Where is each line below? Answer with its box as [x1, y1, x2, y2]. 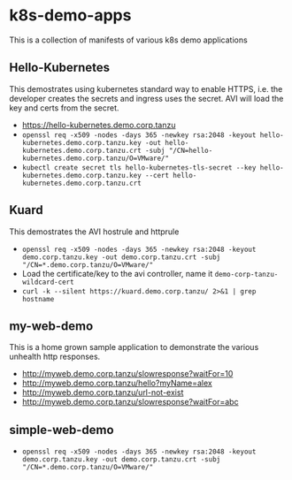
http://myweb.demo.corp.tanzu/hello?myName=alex [21, 377, 212, 389]
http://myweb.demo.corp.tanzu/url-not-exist [21, 387, 184, 398]
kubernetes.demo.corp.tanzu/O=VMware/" [21, 154, 170, 163]
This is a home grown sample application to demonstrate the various [9, 342, 259, 353]
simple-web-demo [9, 422, 114, 438]
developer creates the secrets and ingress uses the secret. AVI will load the [9, 93, 284, 103]
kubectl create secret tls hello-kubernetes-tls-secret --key [21, 163, 257, 172]
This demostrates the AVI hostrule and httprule [9, 226, 180, 237]
